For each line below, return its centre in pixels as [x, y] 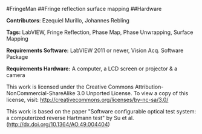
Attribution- [149, 87]
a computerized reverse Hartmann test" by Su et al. [70, 118]
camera [16, 75]
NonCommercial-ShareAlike [41, 93]
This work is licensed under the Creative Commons [70, 87]
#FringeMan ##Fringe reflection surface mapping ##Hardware [84, 9]
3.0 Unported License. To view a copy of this [132, 93]
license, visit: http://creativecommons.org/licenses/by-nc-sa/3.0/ [87, 100]
